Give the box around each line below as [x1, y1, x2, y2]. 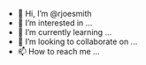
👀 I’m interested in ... [17, 18, 93, 28]
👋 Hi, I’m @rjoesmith [17, 9, 92, 18]
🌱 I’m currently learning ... [17, 27, 112, 37]
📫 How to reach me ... [17, 47, 100, 56]
